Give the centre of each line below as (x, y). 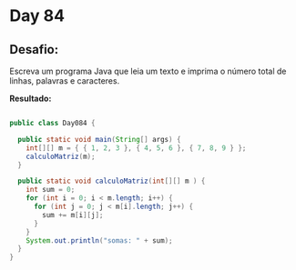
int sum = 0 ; (51, 190)
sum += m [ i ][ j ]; (73, 215)
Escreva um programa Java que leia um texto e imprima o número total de (148, 71)
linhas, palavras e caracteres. (65, 81)
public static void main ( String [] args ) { (99, 139)
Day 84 (37, 16)
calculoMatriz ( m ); (61, 156)
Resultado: (31, 98)
